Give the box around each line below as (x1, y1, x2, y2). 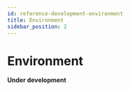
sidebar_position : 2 (7, 23, 68, 30)
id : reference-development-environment (7, 10, 124, 17)
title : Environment (7, 17, 64, 24)
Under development (7, 76, 66, 84)
